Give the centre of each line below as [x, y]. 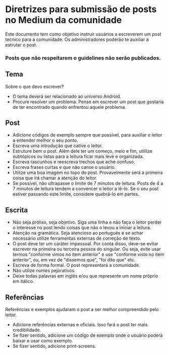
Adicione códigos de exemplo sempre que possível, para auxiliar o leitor [87, 135]
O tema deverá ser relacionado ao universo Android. [67, 96]
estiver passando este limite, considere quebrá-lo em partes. [76, 194]
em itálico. [23, 281]
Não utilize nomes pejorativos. [44, 271]
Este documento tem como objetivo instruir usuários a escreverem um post [83, 34]
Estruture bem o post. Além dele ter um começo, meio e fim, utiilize [82, 151]
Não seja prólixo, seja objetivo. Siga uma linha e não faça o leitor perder [87, 222]
